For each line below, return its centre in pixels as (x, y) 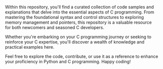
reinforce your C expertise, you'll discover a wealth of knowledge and (75, 42)
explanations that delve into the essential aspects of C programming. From (80, 12)
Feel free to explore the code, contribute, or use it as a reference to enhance (81, 56)
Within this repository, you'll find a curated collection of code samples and (80, 7)
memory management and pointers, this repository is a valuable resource (78, 22)
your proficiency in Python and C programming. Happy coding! (68, 62)
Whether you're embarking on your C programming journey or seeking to (78, 37)
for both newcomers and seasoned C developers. (55, 28)
